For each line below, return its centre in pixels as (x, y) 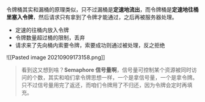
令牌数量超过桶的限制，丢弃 (50, 38)
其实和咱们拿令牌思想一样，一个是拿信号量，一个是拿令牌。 (123, 77)
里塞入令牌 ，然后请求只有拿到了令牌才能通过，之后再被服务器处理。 (92, 17)
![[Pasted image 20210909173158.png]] (56, 57)
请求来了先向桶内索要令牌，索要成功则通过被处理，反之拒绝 (90, 45)
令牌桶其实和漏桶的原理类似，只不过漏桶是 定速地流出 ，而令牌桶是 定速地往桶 (103, 9)
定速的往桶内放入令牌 (42, 30)
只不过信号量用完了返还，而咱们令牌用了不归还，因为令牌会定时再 (104, 85)
